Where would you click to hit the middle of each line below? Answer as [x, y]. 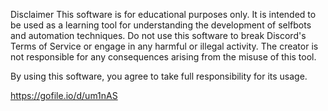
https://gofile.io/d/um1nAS [64, 95]
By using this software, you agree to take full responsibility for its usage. [159, 76]
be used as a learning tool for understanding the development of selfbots [161, 25]
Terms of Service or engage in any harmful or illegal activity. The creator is [164, 46]
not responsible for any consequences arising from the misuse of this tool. [163, 57]
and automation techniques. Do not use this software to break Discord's [158, 35]
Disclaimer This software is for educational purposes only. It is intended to [163, 14]
